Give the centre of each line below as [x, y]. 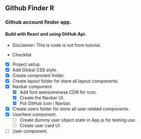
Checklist [22, 54]
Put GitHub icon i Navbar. [46, 103]
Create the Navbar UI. [42, 97]
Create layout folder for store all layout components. [65, 81]
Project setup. [26, 64]
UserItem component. [34, 115]
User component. [30, 131]
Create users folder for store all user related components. [71, 109]
